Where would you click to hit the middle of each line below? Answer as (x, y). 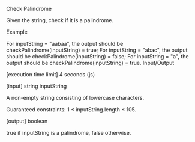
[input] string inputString (37, 86)
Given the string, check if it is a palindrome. (60, 20)
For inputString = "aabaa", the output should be (65, 44)
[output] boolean (27, 121)
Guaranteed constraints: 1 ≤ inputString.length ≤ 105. (71, 110)
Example (17, 32)
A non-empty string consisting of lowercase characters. (75, 98)
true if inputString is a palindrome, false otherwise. (69, 133)
